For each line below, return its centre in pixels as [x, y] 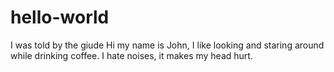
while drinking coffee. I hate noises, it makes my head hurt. [131, 55]
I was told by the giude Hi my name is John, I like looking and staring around [167, 45]
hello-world [60, 17]
